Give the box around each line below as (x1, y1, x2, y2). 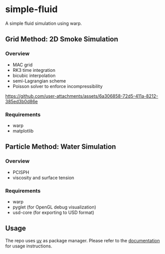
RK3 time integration (12, 67, 56, 73)
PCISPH (12, 169, 29, 175)
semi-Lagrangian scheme (12, 77, 66, 84)
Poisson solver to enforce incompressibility (12, 83, 103, 89)
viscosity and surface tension (12, 175, 74, 181)
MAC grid (12, 62, 33, 68)
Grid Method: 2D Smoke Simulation (5, 35, 118, 44)
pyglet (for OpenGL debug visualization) (12, 204, 96, 210)
